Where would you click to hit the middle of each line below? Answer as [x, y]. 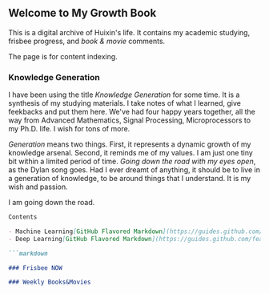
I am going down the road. [52, 203]
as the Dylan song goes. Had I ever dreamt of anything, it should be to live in [134, 170]
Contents [23, 217]
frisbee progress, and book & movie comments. [87, 41]
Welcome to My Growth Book [82, 13]
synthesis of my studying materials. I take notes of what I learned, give [125, 103]
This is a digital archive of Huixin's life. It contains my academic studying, [129, 32]
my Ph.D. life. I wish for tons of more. [69, 129]
